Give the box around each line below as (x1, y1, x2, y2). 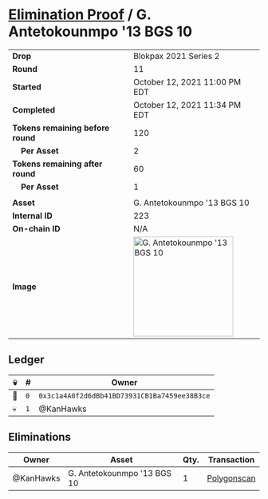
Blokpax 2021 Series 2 (132, 50, 220, 61)
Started (12, 81, 41, 93)
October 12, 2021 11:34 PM (132, 99, 242, 110)
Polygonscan (207, 473, 256, 484)
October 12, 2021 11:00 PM (132, 76, 242, 87)
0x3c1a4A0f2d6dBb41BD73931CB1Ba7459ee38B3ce (38, 391, 211, 400)
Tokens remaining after (12, 158, 103, 169)
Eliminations (8, 430, 72, 444)
